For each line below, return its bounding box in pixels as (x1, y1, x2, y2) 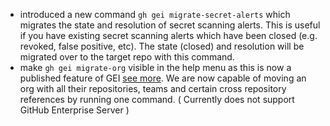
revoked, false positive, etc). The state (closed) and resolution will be (19, 40, 305, 52)
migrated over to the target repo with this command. (19, 51, 235, 63)
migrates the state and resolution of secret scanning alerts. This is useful (19, 19, 321, 31)
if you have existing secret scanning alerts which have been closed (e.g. (19, 30, 318, 41)
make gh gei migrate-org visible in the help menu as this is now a (19, 62, 292, 73)
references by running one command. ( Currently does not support (19, 94, 295, 105)
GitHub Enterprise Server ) (19, 104, 130, 116)
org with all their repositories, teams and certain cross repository (19, 83, 287, 94)
